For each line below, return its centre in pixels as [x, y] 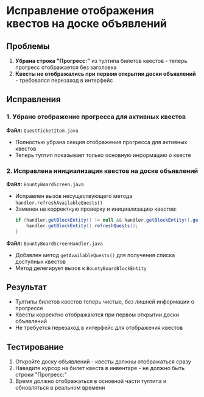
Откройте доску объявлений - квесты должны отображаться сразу [103, 362]
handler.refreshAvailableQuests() [59, 203]
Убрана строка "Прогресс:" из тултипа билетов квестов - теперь [101, 61]
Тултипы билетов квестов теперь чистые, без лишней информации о [105, 302]
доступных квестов [40, 261]
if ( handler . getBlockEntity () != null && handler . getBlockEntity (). [104, 220]
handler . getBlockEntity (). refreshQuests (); [82, 226]
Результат [27, 287]
